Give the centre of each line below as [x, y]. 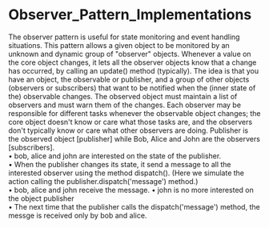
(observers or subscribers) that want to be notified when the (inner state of [132, 88]
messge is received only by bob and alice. [78, 215]
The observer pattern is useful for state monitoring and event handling [124, 37]
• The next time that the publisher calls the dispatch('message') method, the [134, 206]
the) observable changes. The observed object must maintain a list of [123, 96]
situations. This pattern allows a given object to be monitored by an [119, 45]
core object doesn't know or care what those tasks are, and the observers [130, 122]
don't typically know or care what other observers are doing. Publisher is [128, 130]
